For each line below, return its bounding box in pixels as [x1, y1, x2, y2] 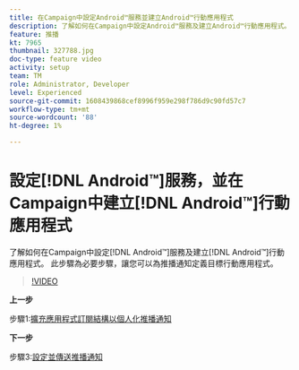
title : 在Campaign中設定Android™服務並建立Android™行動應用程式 [9, 13, 235, 22]
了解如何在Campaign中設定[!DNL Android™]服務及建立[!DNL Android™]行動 [9, 246, 285, 257]
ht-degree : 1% [9, 122, 63, 131]
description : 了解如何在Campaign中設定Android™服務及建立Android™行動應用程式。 [9, 22, 291, 30]
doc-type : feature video [9, 55, 102, 64]
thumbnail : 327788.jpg [9, 47, 94, 56]
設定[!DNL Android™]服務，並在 [9, 171, 243, 191]
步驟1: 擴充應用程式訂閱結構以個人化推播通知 [9, 313, 172, 323]
